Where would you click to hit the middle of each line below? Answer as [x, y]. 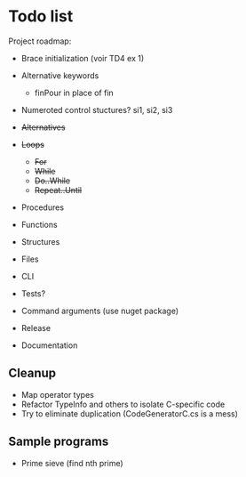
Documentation [49, 345]
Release [36, 327]
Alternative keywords [60, 75]
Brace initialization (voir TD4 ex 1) [83, 58]
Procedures [42, 207]
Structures [40, 241]
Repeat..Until [58, 190]
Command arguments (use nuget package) [100, 311]
